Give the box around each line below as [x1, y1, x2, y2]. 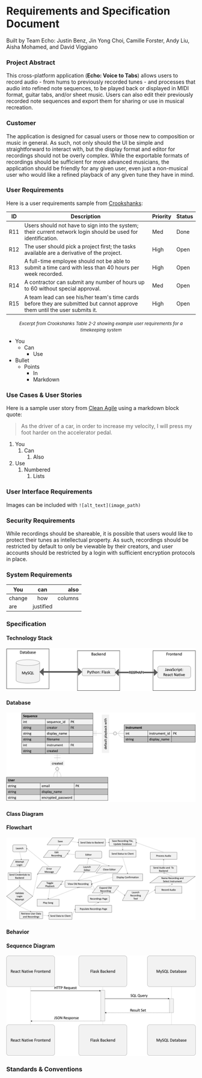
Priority [152, 213, 171, 220]
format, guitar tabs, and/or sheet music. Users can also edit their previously [6, 91, 194, 99]
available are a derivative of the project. [24, 249, 122, 256]
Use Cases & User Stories [6, 391, 82, 399]
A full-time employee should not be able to [24, 257, 130, 265]
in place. [6, 555, 28, 563]
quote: [6, 411, 22, 418]
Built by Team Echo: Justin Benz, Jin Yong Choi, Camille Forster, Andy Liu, [6, 37, 190, 44]
